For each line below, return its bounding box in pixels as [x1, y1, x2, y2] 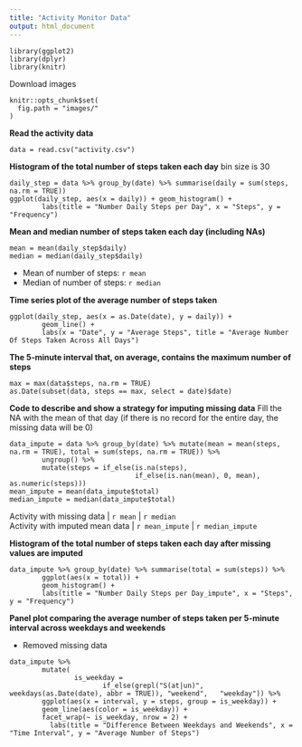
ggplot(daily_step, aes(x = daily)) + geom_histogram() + [9, 194, 232, 204]
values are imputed [9, 547, 83, 558]
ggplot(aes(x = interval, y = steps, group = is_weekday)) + [42, 696, 278, 706]
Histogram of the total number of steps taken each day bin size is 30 [9, 160, 270, 172]
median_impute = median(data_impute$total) [9, 494, 176, 503]
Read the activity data [9, 128, 94, 139]
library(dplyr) [9, 54, 67, 63]
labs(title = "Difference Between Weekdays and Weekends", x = [49, 721, 294, 730]
